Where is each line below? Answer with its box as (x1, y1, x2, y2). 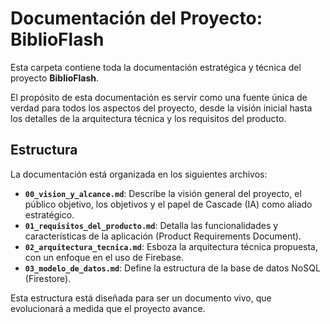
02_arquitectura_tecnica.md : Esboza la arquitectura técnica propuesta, (24, 240, 319, 252)
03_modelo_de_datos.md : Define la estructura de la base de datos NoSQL (24, 262, 321, 274)
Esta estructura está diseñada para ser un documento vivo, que (10, 292, 272, 304)
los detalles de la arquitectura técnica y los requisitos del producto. (10, 112, 287, 124)
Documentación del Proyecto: (10, 7, 263, 30)
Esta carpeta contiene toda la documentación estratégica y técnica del (10, 61, 302, 73)
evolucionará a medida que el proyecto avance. (10, 302, 206, 314)
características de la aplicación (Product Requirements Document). (24, 230, 302, 242)
